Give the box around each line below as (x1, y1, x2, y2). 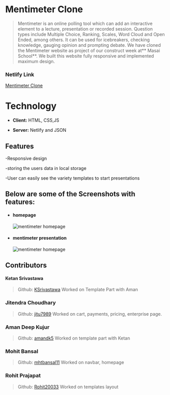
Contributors (5, 261, 47, 270)
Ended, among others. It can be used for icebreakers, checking (17, 37, 150, 43)
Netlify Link (5, 71, 35, 78)
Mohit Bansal (5, 348, 39, 355)
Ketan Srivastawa (5, 275, 44, 281)
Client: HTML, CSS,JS (12, 117, 59, 123)
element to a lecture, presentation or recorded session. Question (17, 25, 153, 32)
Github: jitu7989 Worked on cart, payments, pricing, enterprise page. (17, 311, 162, 317)
